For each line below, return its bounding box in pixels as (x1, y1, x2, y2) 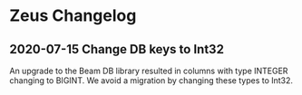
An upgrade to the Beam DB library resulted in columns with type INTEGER (9, 65, 288, 76)
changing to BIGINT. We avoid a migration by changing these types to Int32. (9, 75, 293, 86)
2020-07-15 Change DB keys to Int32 (9, 42, 225, 57)
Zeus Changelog (9, 5, 137, 26)
